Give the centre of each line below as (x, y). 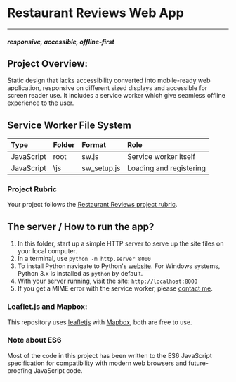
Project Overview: (47, 64)
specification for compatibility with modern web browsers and (97, 363)
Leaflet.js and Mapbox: (47, 307)
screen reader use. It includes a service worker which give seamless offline (117, 96)
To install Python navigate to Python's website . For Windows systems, (119, 266)
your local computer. (47, 251)
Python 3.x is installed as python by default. (80, 274)
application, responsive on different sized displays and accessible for (107, 88)
